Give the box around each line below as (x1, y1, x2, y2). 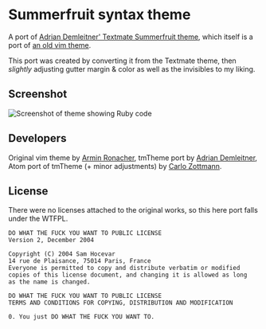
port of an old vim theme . (8, 40, 92, 49)
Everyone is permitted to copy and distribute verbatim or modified (8, 264, 241, 272)
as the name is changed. (8, 278, 91, 286)
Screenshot (8, 88, 68, 101)
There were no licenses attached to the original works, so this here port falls (8, 206, 259, 215)
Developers (8, 131, 67, 145)
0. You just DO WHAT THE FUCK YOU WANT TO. (8, 313, 155, 321)
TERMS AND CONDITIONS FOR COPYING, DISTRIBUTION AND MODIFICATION (8, 299, 233, 307)
